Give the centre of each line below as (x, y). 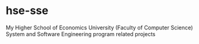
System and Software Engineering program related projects (81, 34)
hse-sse (27, 11)
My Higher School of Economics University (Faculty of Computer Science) (99, 28)
